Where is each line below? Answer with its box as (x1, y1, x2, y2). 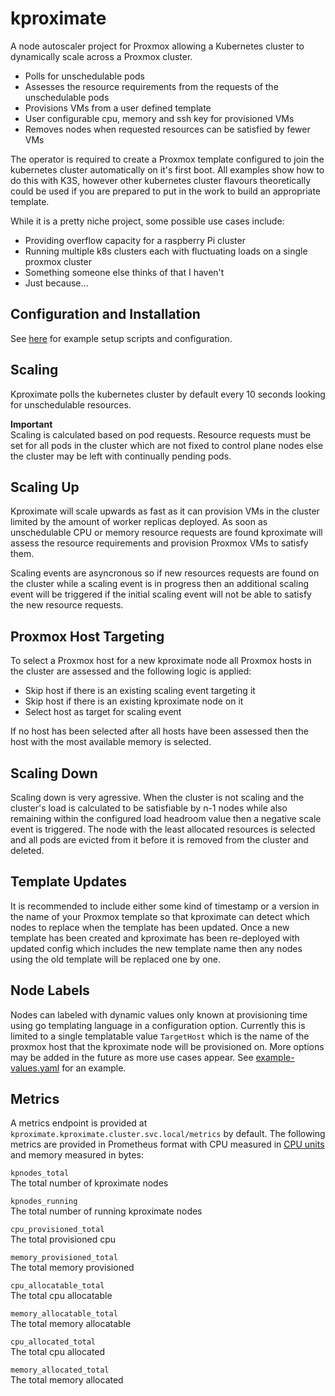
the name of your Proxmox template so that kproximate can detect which (10, 910, 310, 922)
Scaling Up (10, 478, 80, 496)
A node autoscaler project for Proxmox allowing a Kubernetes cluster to (10, 40, 305, 52)
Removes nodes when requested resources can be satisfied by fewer (24, 123, 311, 135)
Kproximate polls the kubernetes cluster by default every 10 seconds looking (10, 388, 326, 400)
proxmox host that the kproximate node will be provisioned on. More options (10, 1040, 325, 1052)
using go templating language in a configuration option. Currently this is (10, 1019, 306, 1031)
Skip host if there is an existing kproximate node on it (24, 695, 244, 707)
